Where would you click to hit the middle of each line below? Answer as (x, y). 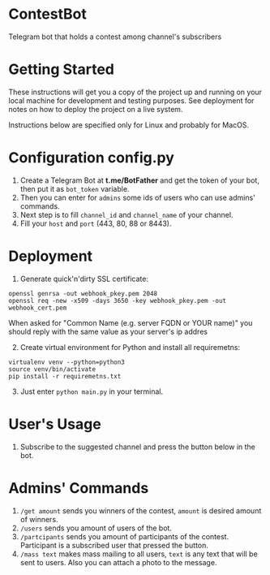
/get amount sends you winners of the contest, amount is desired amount (141, 510)
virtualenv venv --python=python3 (67, 362)
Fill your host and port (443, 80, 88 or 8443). (96, 223)
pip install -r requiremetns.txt (65, 376)
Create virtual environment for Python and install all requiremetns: (130, 347)
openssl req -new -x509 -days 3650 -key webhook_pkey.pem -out (118, 300)
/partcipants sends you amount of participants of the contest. (124, 536)
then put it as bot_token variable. (75, 188)
